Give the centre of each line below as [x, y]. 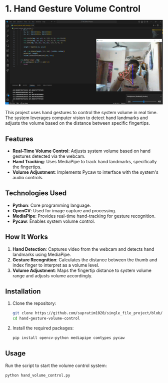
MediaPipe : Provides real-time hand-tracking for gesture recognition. [84, 216]
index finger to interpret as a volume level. [56, 265]
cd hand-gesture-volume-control [46, 318]
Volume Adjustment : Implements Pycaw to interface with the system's [85, 172]
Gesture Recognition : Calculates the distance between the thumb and [85, 260]
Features [19, 139]
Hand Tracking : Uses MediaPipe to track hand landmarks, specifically [84, 161]
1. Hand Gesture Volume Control [73, 9]
